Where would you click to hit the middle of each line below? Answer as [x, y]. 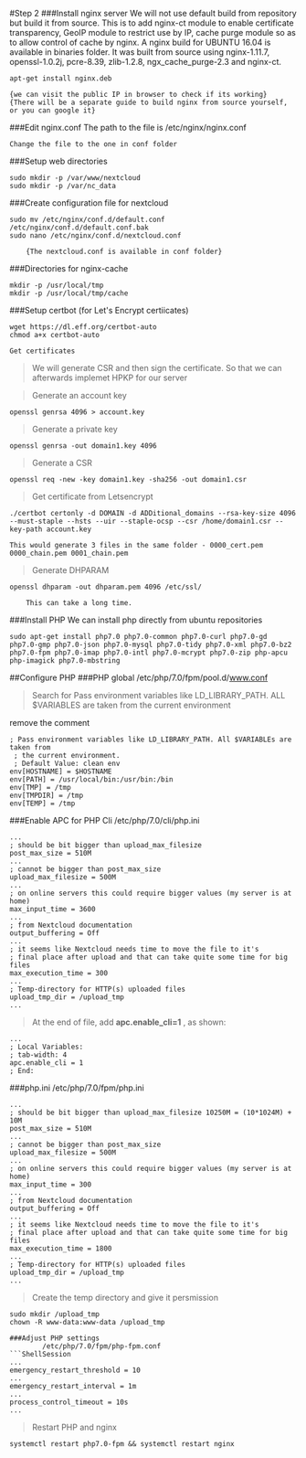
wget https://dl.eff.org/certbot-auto [83, 327]
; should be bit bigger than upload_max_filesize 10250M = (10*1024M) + [151, 1112]
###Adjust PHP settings [55, 1338]
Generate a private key [75, 429]
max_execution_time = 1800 [61, 1249]
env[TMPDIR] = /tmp [47, 795]
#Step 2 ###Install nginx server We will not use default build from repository [153, 13]
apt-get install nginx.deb [61, 79]
